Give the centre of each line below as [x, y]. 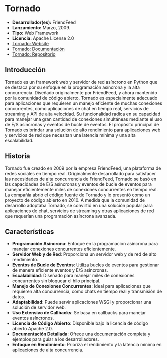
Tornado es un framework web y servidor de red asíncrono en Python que [81, 82]
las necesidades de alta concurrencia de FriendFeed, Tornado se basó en [81, 179]
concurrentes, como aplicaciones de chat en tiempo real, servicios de [77, 108]
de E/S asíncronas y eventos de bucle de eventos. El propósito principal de [82, 124]
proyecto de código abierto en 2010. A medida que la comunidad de [75, 200]
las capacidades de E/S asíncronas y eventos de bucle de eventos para [79, 184]
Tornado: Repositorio [34, 54]
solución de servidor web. [39, 307]
